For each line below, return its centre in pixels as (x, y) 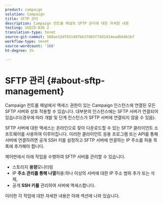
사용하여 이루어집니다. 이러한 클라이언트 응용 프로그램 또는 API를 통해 (92, 134)
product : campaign (24, 10)
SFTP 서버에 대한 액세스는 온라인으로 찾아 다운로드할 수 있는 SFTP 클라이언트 (79, 128)
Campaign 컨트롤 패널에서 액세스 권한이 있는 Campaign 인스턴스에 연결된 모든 (80, 105)
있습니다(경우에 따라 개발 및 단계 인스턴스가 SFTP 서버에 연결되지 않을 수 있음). (81, 117)
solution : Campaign (25, 14)
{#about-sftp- (76, 80)
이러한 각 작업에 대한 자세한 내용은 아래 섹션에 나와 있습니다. (62, 196)
